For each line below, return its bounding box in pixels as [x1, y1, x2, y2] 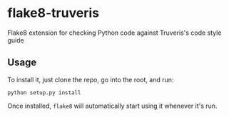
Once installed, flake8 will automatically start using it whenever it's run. [7, 101, 218, 110]
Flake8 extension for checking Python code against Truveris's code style [7, 28, 222, 37]
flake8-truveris [7, 5, 100, 21]
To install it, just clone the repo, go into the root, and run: [7, 75, 174, 84]
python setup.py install [7, 89, 81, 96]
